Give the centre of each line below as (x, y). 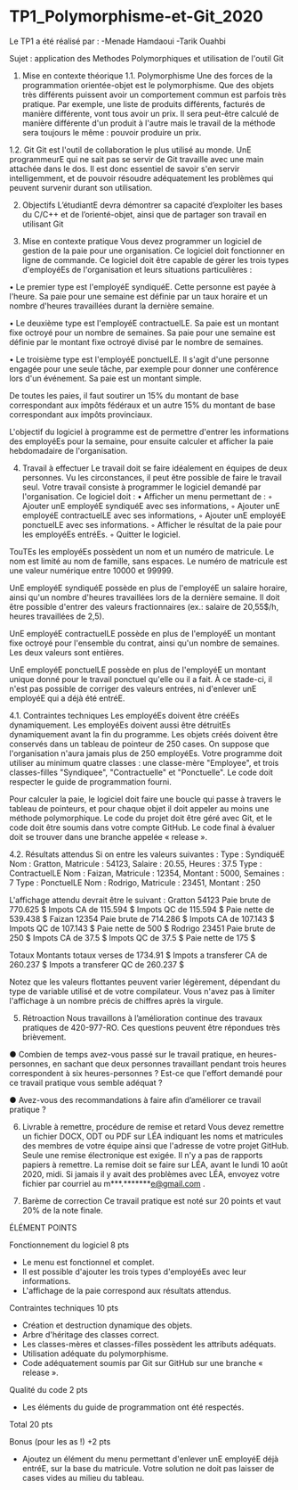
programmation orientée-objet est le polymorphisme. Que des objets (148, 85)
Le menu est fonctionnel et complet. (88, 1262)
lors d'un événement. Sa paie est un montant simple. (105, 378)
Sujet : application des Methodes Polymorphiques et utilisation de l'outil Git (147, 58)
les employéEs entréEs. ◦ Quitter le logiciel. (101, 534)
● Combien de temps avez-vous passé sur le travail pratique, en (128, 1054)
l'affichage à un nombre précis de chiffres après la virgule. (117, 1000)
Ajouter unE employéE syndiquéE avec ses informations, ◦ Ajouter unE (151, 506)
